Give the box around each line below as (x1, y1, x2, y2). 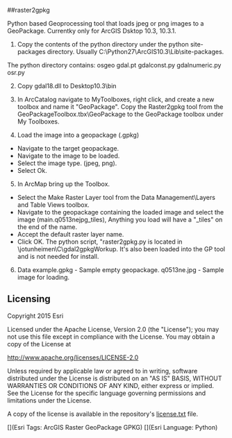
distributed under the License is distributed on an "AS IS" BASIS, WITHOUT (7, 374, 222, 382)
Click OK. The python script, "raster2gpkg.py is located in (17, 237, 183, 246)
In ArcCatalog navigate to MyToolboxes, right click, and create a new (17, 95, 215, 103)
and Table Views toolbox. (17, 201, 90, 209)
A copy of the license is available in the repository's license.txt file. (7, 410, 199, 418)
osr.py (7, 69, 26, 76)
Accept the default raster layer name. (17, 230, 124, 238)
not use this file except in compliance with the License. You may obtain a (7, 332, 215, 341)
